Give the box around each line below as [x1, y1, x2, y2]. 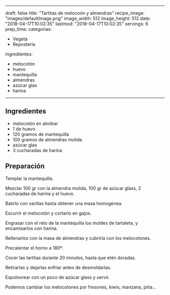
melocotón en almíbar [12, 120, 58, 126]
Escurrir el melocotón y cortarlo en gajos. [5, 210, 92, 216]
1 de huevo [12, 126, 35, 132]
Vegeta [12, 36, 28, 42]
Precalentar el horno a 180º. [5, 244, 64, 251]
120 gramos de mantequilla [12, 131, 69, 137]
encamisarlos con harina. [5, 225, 58, 231]
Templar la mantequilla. [5, 175, 54, 181]
